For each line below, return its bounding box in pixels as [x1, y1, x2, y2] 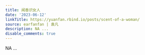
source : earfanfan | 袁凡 [5, 21, 59, 27]
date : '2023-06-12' [5, 12, 47, 17]
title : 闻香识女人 [5, 7, 41, 13]
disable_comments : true [5, 31, 56, 36]
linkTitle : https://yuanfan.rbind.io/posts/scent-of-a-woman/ [5, 17, 140, 22]
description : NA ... [5, 26, 49, 32]
